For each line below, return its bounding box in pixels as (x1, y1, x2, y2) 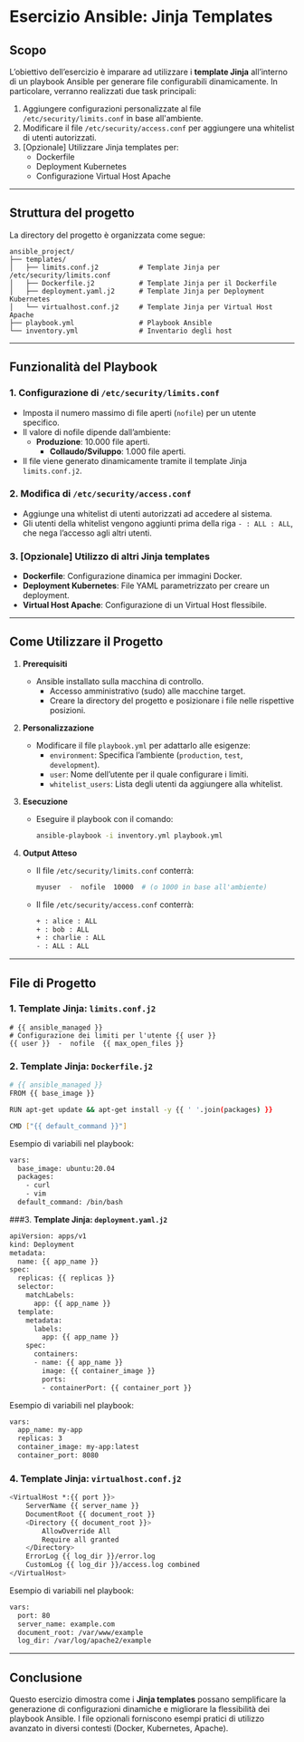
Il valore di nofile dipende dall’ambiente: (22, 426, 171, 437)
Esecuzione (22, 796, 68, 807)
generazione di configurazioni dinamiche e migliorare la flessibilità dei (9, 1704, 270, 1715)
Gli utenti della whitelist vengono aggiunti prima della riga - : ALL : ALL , (22, 518, 294, 528)
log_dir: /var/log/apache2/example (17, 1636, 152, 1646)
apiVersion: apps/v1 (9, 1231, 88, 1241)
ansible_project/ (9, 247, 75, 256)
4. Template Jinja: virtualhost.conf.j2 (9, 1472, 182, 1485)
